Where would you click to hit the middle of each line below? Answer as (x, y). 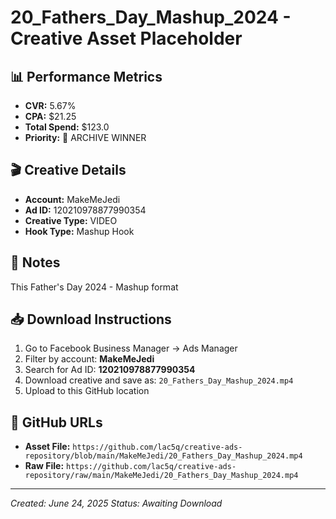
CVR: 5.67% (50, 105)
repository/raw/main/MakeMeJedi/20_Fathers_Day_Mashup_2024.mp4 (161, 476)
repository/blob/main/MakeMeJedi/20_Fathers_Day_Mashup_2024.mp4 (163, 456)
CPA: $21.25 (50, 116)
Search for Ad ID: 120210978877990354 (110, 370)
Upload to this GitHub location (87, 391)
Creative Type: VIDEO (71, 220)
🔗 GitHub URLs (56, 422)
